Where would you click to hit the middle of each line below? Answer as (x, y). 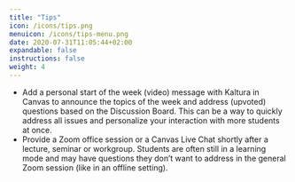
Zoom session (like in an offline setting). (95, 167)
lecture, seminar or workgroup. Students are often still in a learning (144, 148)
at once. (37, 130)
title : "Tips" (35, 17)
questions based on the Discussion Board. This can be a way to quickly (152, 111)
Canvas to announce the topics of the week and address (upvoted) (144, 101)
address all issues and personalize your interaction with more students (151, 120)
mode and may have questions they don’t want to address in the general (154, 158)
